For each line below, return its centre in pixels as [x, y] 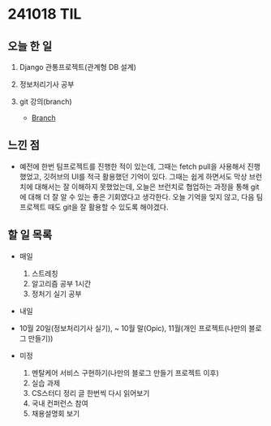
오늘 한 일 [30, 46]
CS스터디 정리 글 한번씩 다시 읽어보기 [90, 393]
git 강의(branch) [45, 101]
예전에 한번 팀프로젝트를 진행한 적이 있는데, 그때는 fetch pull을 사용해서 [132, 166]
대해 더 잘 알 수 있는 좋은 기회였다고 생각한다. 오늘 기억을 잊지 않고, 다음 [141, 196]
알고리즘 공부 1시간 [61, 283]
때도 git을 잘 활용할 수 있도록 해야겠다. [108, 207]
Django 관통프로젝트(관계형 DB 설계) [78, 67]
